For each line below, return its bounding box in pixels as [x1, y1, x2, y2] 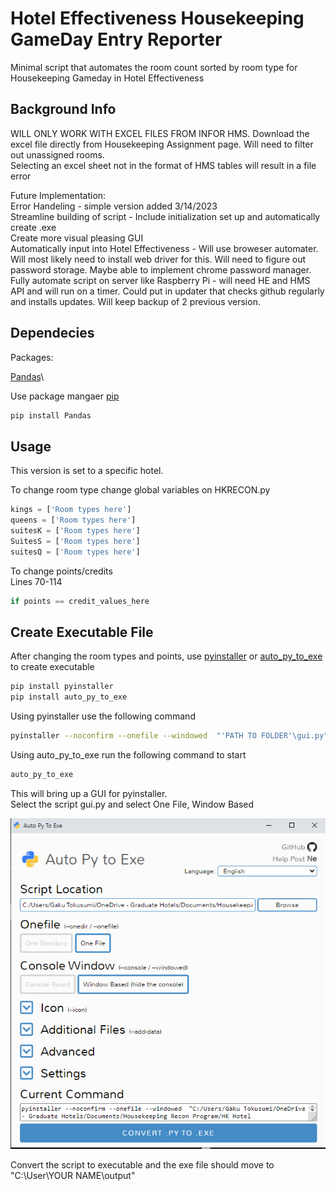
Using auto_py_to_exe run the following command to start [10, 748, 247, 761]
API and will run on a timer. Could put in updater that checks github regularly [10, 285, 325, 297]
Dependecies [10, 325, 95, 342]
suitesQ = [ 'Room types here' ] [10, 547, 141, 557]
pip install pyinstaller [10, 682, 114, 692]
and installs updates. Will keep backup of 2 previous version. [10, 295, 261, 307]
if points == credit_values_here [10, 596, 150, 606]
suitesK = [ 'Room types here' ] [10, 526, 141, 536]
